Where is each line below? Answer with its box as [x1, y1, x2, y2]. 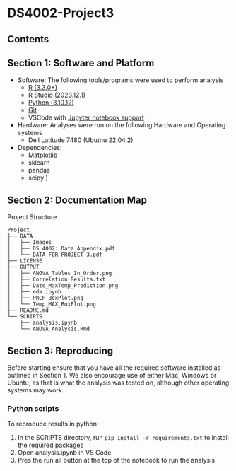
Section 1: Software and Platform [7, 57, 155, 69]
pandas [28, 166, 51, 175]
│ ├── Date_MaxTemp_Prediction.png [7, 282, 119, 289]
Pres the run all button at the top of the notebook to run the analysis [17, 456, 216, 465]
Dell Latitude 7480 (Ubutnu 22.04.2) [28, 136, 134, 144]
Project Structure [7, 213, 57, 221]
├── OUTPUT [7, 264, 40, 271]
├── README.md [7, 307, 49, 314]
